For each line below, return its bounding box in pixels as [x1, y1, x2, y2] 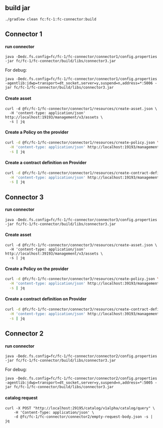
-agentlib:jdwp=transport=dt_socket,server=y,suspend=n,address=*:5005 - [5, 380, 158, 385]
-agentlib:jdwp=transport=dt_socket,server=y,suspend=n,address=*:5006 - [5, 81, 158, 86]
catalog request [5, 394, 38, 401]
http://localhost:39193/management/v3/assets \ [5, 251, 103, 256]
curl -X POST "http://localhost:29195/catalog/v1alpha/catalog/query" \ [5, 406, 155, 410]
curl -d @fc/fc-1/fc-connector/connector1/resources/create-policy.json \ [5, 140, 160, 145]
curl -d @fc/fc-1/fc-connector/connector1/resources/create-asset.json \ [5, 106, 158, 111]
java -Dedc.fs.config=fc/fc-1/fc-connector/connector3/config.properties [5, 217, 158, 222]
